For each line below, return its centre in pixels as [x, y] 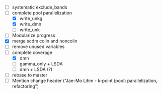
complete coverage [32, 52]
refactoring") [25, 86]
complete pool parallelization [42, 13]
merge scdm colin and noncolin [45, 41]
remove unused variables [38, 46]
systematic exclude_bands [39, 7]
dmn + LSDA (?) [36, 69]
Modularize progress [33, 35]
